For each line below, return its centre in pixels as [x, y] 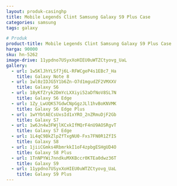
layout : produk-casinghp [36, 11]
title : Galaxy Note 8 [43, 77]
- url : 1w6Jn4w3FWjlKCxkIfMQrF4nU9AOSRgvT [64, 125]
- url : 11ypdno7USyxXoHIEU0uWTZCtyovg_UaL [64, 169]
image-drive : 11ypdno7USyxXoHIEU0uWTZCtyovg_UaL [67, 60]
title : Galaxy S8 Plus [44, 153]
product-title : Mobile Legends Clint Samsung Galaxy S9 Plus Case [89, 44]
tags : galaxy [22, 28]
